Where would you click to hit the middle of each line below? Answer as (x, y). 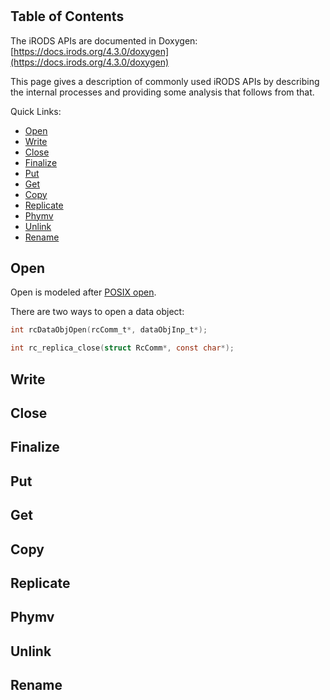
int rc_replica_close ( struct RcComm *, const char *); (122, 348)
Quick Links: (36, 111)
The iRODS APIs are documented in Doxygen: (104, 40)
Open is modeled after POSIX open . (83, 292)
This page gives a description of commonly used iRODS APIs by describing (165, 81)
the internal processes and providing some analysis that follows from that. (162, 92)
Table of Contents (67, 16)
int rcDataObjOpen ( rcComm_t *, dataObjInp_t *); (109, 330)
